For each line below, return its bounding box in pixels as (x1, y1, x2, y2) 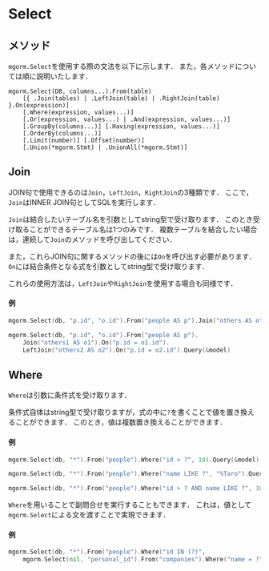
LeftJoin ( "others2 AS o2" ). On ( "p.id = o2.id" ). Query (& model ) (22, 346, 231, 354)
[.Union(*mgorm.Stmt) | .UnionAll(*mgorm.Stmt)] (22, 143, 188, 151)
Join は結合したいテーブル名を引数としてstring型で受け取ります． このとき (8, 214, 254, 224)
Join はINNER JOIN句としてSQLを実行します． (8, 197, 160, 207)
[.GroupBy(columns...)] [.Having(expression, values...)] (22, 123, 220, 131)
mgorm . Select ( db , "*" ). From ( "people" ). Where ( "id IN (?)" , (8, 548, 206, 557)
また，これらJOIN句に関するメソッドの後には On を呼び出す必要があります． (8, 251, 256, 261)
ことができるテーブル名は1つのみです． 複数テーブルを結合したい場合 (29, 224, 258, 234)
